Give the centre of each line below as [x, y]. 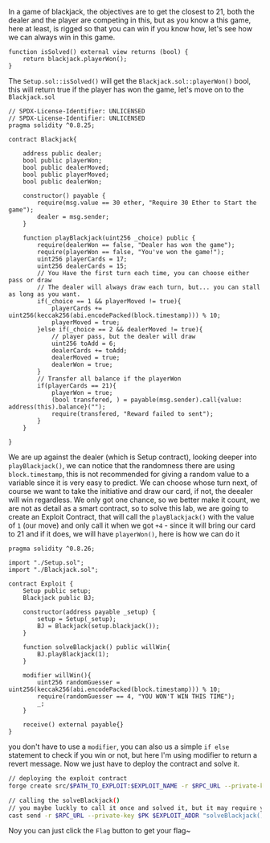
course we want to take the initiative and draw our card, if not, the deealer [131, 491]
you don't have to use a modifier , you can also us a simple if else [119, 746]
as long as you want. [45, 294]
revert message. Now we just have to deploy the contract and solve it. [124, 764]
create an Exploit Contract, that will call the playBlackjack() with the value [131, 517]
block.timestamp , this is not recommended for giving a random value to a [129, 474]
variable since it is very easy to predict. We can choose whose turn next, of [133, 483]
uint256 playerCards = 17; [82, 259]
